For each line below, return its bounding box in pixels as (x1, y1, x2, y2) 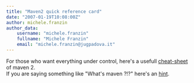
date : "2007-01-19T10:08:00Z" (6, 14, 81, 20)
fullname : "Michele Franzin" (17, 36, 89, 42)
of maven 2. (6, 64, 36, 71)
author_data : (6, 25, 39, 31)
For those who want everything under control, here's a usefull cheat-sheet (6, 57, 188, 65)
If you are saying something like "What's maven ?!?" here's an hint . (6, 70, 170, 77)
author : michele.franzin (6, 19, 68, 25)
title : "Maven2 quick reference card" (6, 8, 102, 15)
